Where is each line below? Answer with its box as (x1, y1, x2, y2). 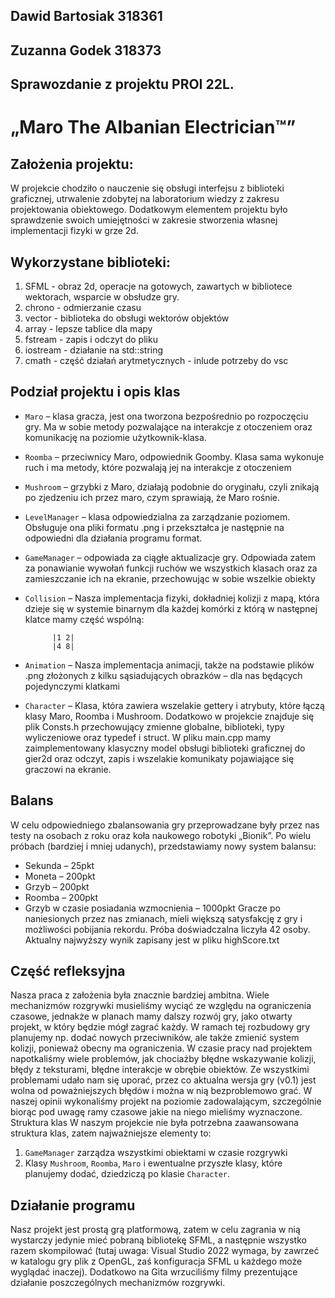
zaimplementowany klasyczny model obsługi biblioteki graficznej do (24, 742, 306, 754)
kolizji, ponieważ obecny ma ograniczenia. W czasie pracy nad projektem (10, 1042, 313, 1054)
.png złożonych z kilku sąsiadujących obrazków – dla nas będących (24, 669, 303, 681)
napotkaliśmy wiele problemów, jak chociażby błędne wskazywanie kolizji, (10, 1053, 317, 1065)
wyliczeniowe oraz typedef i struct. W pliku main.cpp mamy (24, 731, 272, 743)
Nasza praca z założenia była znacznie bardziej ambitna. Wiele (10, 989, 270, 1001)
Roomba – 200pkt (24, 891, 99, 903)
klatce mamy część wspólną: (24, 613, 145, 625)
